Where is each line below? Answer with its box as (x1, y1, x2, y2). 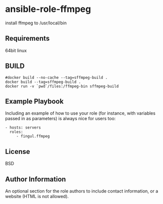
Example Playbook (5, 97, 64, 105)
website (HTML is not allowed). (5, 194, 69, 199)
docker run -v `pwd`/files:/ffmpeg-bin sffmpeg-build (5, 83, 119, 89)
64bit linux (5, 47, 27, 53)
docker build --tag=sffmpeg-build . (5, 79, 81, 84)
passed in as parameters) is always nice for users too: (5, 116, 116, 122)
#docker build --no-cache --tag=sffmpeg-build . (5, 75, 108, 80)
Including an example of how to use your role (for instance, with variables (5, 110, 156, 116)
